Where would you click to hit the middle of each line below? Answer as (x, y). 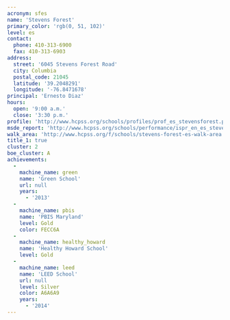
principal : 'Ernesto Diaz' (46, 96)
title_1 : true (27, 141)
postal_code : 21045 (41, 77)
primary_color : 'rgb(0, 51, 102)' (56, 26)
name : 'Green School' (50, 178)
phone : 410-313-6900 (42, 45)
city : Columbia (35, 70)
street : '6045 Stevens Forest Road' (65, 64)
